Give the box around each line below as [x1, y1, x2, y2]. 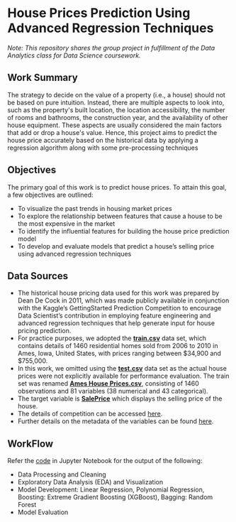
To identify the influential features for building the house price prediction [17, 227, 230, 235]
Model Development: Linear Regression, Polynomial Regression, [17, 485, 205, 494]
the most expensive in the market [17, 219, 116, 228]
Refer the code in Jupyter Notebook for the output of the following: [7, 457, 203, 465]
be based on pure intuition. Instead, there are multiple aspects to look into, [7, 98, 225, 107]
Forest [17, 501, 37, 509]
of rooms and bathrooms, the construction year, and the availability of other [7, 113, 228, 121]
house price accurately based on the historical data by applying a [7, 136, 198, 144]
